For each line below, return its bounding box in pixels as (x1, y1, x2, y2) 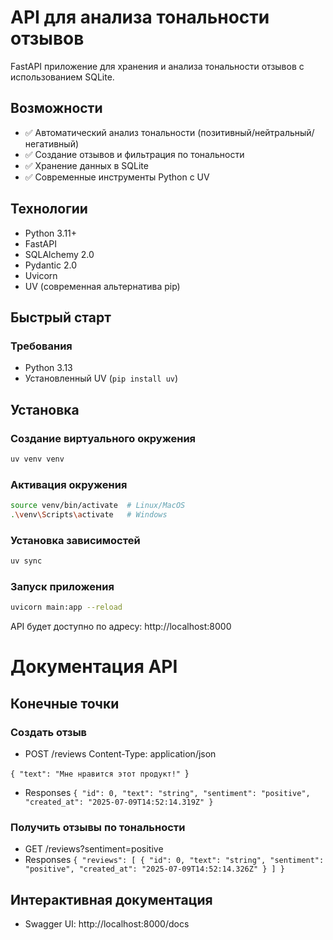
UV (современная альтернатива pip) (24, 280, 181, 292)
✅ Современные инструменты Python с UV (24, 171, 210, 183)
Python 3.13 (24, 362, 73, 374)
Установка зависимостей (10, 533, 141, 547)
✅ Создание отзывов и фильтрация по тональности (24, 148, 245, 160)
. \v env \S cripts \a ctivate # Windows (10, 509, 168, 520)
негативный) (24, 137, 80, 150)
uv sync (10, 556, 43, 566)
